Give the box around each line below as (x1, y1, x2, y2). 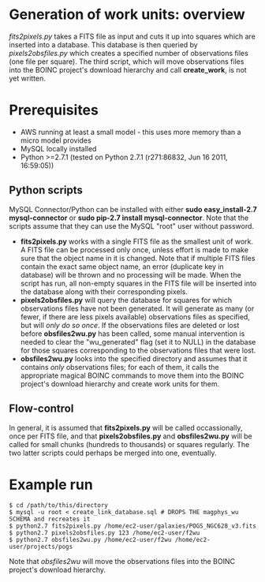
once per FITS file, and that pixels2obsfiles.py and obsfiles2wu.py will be (9, 431, 252, 441)
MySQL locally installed (20, 144, 97, 153)
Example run (9, 476, 93, 494)
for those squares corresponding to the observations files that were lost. (20, 345, 256, 355)
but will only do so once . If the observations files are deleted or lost (20, 320, 240, 330)
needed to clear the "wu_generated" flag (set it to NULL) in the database (20, 337, 256, 346)
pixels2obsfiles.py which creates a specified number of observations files (9, 48, 249, 58)
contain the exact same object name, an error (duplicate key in (20, 262, 224, 271)
